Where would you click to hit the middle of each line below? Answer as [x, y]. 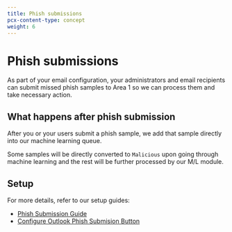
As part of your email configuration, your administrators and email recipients [116, 80]
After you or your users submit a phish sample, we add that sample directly [115, 133]
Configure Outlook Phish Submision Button [78, 221]
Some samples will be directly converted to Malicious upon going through [113, 154]
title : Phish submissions [44, 14]
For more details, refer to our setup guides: [68, 200]
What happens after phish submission [91, 116]
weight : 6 [22, 26]
